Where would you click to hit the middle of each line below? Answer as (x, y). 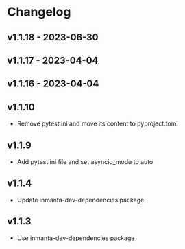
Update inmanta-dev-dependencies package (81, 200)
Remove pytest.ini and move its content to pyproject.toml (97, 123)
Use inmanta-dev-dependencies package (76, 238)
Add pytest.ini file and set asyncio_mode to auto (85, 161)
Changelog (39, 12)
